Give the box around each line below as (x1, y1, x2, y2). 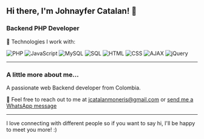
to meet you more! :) (6, 126, 58, 133)
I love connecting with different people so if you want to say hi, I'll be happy (6, 119, 195, 127)
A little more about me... (6, 70, 79, 79)
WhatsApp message (6, 102, 57, 109)
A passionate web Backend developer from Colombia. (6, 84, 141, 91)
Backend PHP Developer (6, 24, 80, 33)
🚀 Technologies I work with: (6, 37, 76, 45)
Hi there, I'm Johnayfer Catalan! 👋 (6, 6, 137, 16)
